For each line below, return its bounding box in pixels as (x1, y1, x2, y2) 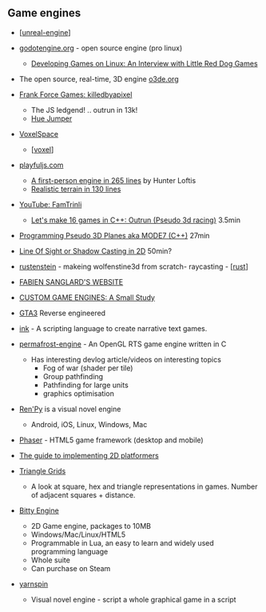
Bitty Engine (18, 506, 59, 515)
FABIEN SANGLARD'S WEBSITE (18, 277, 124, 286)
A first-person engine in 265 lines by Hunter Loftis (30, 175, 197, 185)
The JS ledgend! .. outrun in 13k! (30, 105, 138, 114)
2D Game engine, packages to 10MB (30, 521, 151, 530)
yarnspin (18, 579, 49, 589)
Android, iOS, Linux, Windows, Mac (30, 419, 148, 429)
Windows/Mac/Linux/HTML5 (30, 530, 126, 539)
